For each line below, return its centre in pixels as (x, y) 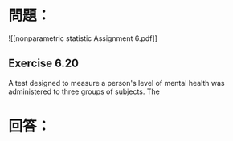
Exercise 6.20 (43, 64)
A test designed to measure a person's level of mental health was (117, 83)
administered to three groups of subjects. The (84, 91)
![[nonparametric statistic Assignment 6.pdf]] (83, 38)
